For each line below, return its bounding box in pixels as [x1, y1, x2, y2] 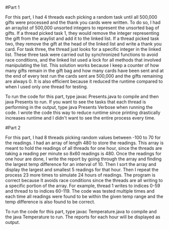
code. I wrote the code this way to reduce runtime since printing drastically [5, 109, 161, 116]
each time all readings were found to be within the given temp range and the [5, 194, 163, 199]
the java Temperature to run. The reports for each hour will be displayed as [5, 214, 160, 220]
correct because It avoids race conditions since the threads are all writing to [5, 178, 163, 183]
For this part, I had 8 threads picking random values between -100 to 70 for [5, 135, 161, 140]
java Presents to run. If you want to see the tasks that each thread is [5, 99, 146, 105]
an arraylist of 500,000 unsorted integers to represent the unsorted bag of [5, 25, 159, 31]
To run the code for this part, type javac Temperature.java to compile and [5, 209, 157, 214]
